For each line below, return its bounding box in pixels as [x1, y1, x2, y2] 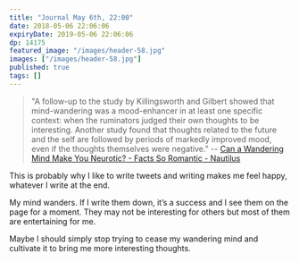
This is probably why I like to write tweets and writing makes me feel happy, [9, 170, 287, 181]
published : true [9, 63, 70, 72]
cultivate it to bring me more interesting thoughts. [9, 242, 191, 253]
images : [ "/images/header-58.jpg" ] [9, 55, 142, 63]
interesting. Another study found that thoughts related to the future [30, 124, 278, 135]
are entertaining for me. [9, 216, 96, 226]
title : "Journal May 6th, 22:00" [9, 13, 134, 22]
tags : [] [9, 72, 42, 80]
